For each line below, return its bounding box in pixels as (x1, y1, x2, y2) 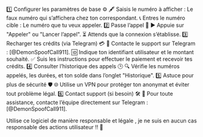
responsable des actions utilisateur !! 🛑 (6, 124, 103, 130)
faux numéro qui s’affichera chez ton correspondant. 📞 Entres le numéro (6, 15, 185, 21)
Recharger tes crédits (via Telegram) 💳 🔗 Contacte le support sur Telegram (6, 40, 196, 47)
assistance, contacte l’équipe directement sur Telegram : (6, 99, 148, 106)
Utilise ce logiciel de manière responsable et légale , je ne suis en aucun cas (6, 117, 198, 124)
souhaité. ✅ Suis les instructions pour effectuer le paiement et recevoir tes (6, 55, 193, 63)
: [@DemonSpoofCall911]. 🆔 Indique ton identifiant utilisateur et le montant (6, 49, 194, 55)
